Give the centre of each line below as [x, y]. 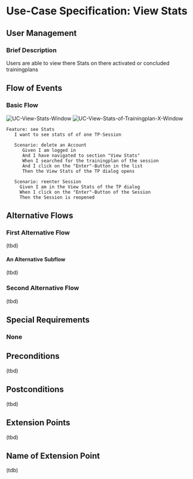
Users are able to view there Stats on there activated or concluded [88, 63]
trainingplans [22, 69]
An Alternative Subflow [36, 259]
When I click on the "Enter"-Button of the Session [85, 192]
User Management [42, 33]
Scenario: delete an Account [50, 145]
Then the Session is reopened [57, 197]
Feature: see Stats [30, 129]
